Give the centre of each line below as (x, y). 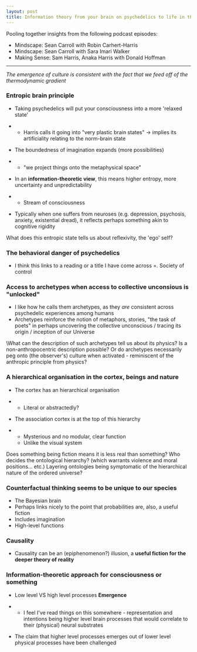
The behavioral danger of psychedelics (63, 252)
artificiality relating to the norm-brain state (74, 138)
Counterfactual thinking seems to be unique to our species (91, 488)
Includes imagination (40, 519)
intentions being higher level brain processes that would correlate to (106, 619)
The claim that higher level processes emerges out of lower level (93, 636)
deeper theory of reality (44, 559)
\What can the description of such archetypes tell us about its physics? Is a (97, 343)
